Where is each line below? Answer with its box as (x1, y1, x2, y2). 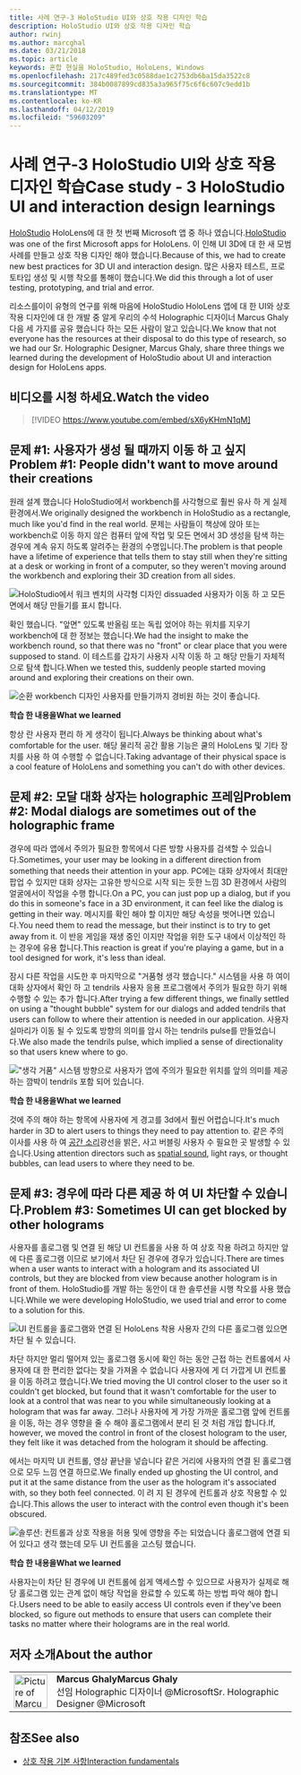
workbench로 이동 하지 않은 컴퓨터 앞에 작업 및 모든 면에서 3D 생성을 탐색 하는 (9, 530, 285, 541)
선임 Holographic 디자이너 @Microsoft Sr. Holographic (56, 1686, 279, 1699)
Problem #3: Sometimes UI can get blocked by (23, 1202, 288, 1217)
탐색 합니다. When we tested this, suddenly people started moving (25, 662, 266, 672)
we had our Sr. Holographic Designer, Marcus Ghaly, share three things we (9, 342, 285, 354)
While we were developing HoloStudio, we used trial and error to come (25, 1294, 287, 1305)
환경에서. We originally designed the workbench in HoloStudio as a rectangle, (9, 507, 291, 518)
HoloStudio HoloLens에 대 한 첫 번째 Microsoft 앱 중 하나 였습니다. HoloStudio (9, 228, 287, 238)
